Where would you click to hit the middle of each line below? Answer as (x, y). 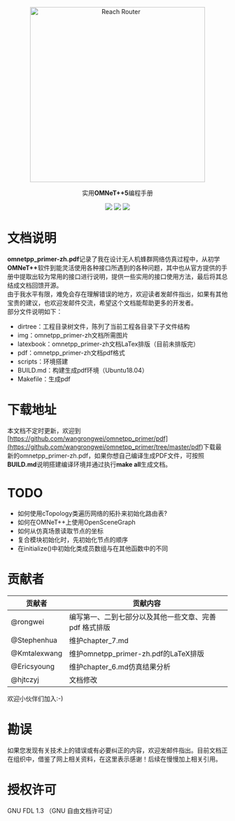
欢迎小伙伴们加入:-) (35, 698)
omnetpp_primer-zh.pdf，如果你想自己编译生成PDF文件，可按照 (112, 455)
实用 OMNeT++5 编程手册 (117, 193)
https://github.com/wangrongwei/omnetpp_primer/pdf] (89, 439)
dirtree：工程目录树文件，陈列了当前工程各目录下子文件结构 (104, 326)
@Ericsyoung (33, 666)
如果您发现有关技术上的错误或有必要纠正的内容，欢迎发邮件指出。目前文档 (114, 750)
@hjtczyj (25, 679)
